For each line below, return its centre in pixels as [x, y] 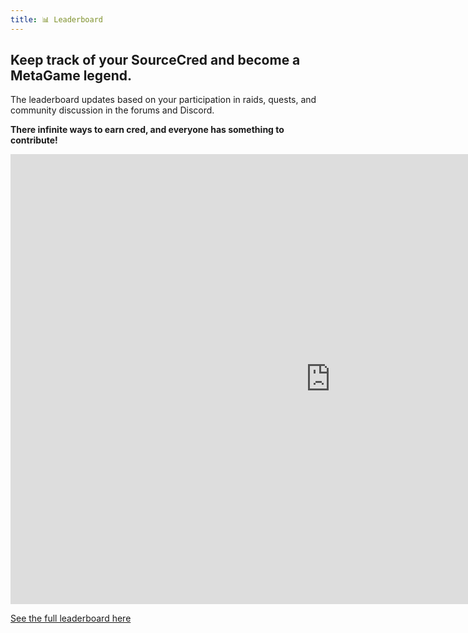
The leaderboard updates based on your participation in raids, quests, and [163, 100]
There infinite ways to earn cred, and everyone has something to [147, 130]
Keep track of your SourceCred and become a [155, 60]
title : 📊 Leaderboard [56, 19]
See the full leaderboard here [71, 618]
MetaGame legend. [71, 76]
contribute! [34, 140]
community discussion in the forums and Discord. [112, 110]
